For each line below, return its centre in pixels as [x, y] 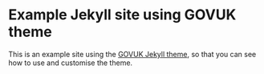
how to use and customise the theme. [71, 63]
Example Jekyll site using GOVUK [122, 15]
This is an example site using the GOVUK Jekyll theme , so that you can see [132, 54]
